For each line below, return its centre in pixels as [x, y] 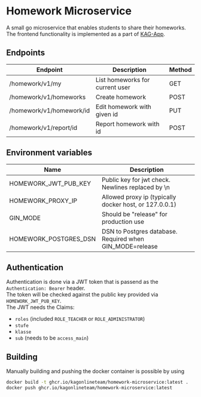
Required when [123, 239]
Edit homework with [123, 107]
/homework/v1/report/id [43, 128]
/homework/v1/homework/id [50, 110]
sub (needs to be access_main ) [52, 338]
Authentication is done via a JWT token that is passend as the [82, 282]
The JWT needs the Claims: [40, 307]
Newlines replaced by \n [136, 187]
